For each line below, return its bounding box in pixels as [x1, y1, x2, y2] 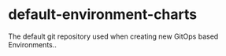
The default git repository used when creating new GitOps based [8, 32, 219, 41]
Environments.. [8, 39, 57, 49]
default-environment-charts [8, 6, 198, 24]
